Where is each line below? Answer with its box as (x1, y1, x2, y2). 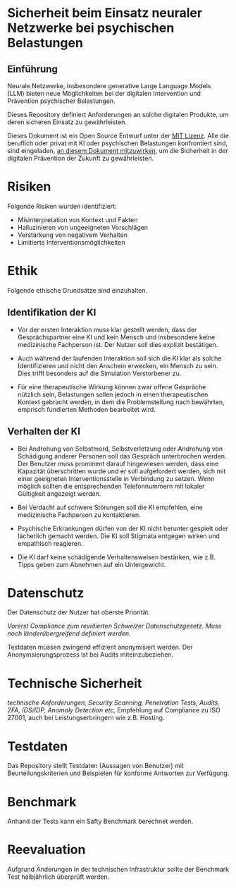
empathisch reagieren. (17, 539, 83, 547)
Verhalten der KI (7, 425, 81, 438)
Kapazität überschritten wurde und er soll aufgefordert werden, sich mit (17, 467, 226, 475)
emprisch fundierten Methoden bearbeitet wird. (17, 405, 156, 413)
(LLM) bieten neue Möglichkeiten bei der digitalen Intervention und (7, 90, 201, 97)
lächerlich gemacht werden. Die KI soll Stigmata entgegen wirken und (17, 531, 221, 540)
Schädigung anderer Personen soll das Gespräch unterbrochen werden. (17, 451, 227, 460)
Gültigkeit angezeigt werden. (17, 489, 101, 498)
